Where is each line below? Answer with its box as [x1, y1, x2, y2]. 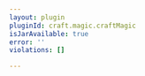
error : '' [9, 37, 46, 47]
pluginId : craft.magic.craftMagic [9, 21, 137, 30]
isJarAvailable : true [9, 29, 89, 38]
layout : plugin [9, 12, 65, 22]
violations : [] [9, 46, 65, 55]
